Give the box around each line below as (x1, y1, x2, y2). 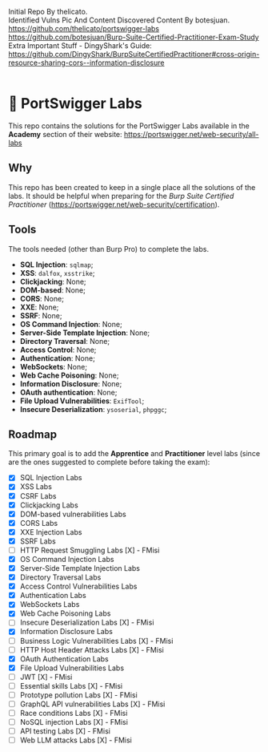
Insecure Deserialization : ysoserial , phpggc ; (19, 404, 167, 414)
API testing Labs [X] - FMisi (19, 726, 110, 736)
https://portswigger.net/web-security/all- (123, 129, 259, 139)
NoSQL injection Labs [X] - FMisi (19, 718, 128, 727)
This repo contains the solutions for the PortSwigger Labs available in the (8, 120, 250, 131)
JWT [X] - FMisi (19, 672, 73, 681)
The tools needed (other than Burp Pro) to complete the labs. (8, 244, 210, 253)
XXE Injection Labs (19, 527, 82, 536)
